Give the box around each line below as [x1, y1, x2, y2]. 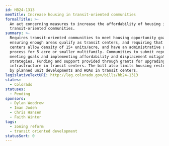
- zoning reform [10, 124, 44, 129]
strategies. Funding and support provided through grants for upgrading [10, 59, 165, 64]
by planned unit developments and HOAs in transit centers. [10, 68, 138, 73]
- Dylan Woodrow [10, 101, 44, 106]
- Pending [10, 91, 30, 96]
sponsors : [5, 96, 26, 101]
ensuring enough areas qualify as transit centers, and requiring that [10, 40, 163, 45]
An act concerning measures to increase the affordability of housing [10, 21, 161, 27]
